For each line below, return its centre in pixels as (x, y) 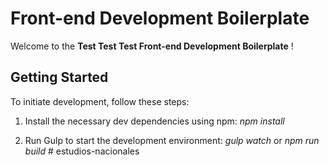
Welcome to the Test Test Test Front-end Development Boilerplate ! (152, 46)
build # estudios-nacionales (82, 151)
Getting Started (59, 77)
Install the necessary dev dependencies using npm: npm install (154, 121)
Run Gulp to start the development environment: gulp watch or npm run (172, 140)
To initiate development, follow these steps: (100, 101)
